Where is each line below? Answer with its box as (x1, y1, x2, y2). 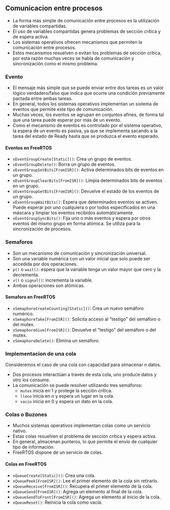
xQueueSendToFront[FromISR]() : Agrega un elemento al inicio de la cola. (12, 494, 161, 500)
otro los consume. (12, 377, 51, 383)
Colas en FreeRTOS (5, 461, 47, 467)
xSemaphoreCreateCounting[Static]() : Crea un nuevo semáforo (12, 305, 144, 311)
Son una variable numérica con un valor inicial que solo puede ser (12, 255, 151, 261)
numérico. (12, 310, 34, 317)
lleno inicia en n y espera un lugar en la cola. (20, 393, 115, 399)
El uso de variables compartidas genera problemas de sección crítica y (12, 28, 161, 34)
